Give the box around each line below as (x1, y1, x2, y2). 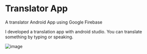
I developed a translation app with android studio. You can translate (5, 28, 142, 34)
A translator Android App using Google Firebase (5, 19, 103, 25)
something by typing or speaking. (5, 34, 73, 40)
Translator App (5, 3, 68, 14)
